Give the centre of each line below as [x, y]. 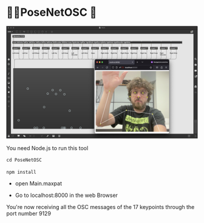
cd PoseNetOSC [24, 160]
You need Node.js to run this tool [47, 148]
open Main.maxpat [39, 184]
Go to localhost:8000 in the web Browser [66, 195]
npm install [21, 173]
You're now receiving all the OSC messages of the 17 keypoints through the [100, 207]
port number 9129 [29, 214]
